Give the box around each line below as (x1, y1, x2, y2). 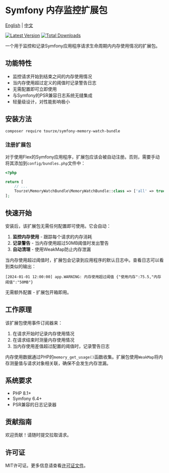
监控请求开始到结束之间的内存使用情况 (12, 73, 92, 79)
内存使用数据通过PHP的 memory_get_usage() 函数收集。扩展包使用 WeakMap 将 (5, 354, 159, 360)
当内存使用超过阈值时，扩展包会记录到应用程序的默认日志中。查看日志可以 (5, 257, 159, 263)
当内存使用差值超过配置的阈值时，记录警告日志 (12, 343, 110, 349)
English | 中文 (5, 22, 34, 28)
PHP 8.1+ (12, 390, 32, 396)
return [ (5, 179, 24, 184)
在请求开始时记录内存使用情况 (12, 330, 74, 336)
